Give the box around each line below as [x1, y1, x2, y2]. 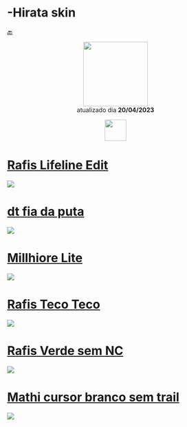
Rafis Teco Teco [7, 296, 101, 312]
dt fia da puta [7, 204, 85, 219]
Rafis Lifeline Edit [7, 157, 109, 173]
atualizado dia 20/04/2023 [76, 105, 155, 114]
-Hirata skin [7, 5, 76, 21]
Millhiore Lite [7, 250, 83, 265]
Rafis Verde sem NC [7, 342, 124, 358]
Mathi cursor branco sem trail [7, 389, 180, 405]
